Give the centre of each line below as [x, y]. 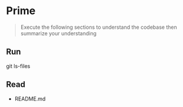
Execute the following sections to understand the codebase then [99, 27]
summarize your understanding [59, 33]
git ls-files [18, 66]
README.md [30, 99]
